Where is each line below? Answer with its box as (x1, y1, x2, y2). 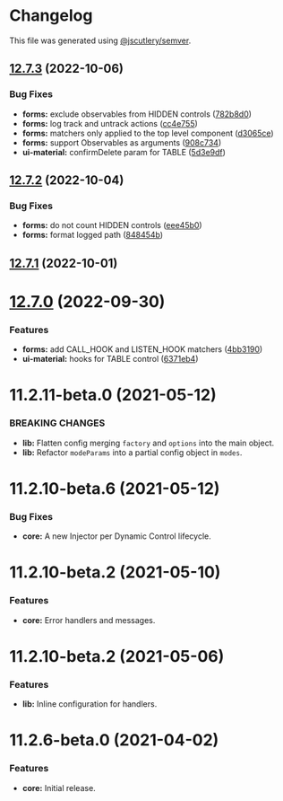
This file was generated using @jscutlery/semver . (9, 35, 192, 46)
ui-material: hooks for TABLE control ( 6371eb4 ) (21, 354, 199, 365)
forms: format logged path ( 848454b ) (21, 230, 164, 241)
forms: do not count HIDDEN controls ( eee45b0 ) (21, 220, 203, 231)
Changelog (9, 5, 93, 26)
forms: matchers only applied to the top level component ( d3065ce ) (21, 128, 275, 138)
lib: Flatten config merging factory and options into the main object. (21, 437, 275, 448)
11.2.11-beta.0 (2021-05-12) (9, 385, 217, 405)
